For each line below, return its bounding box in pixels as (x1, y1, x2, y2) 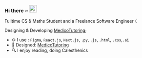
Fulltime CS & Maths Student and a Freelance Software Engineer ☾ (4, 18, 139, 24)
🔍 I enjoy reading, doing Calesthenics (11, 47, 88, 53)
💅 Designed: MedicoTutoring (11, 42, 69, 48)
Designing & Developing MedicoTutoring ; (4, 28, 87, 33)
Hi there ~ (4, 7, 29, 14)
